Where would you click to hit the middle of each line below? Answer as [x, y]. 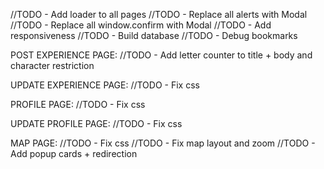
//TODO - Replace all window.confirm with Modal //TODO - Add [141, 25]
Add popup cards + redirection [74, 153]
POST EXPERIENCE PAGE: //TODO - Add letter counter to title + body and [161, 55]
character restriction [52, 65]
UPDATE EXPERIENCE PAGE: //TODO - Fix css [105, 85]
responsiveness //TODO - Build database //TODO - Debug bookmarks [154, 35]
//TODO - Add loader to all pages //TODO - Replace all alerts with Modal [159, 14]
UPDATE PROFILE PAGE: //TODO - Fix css [96, 123]
